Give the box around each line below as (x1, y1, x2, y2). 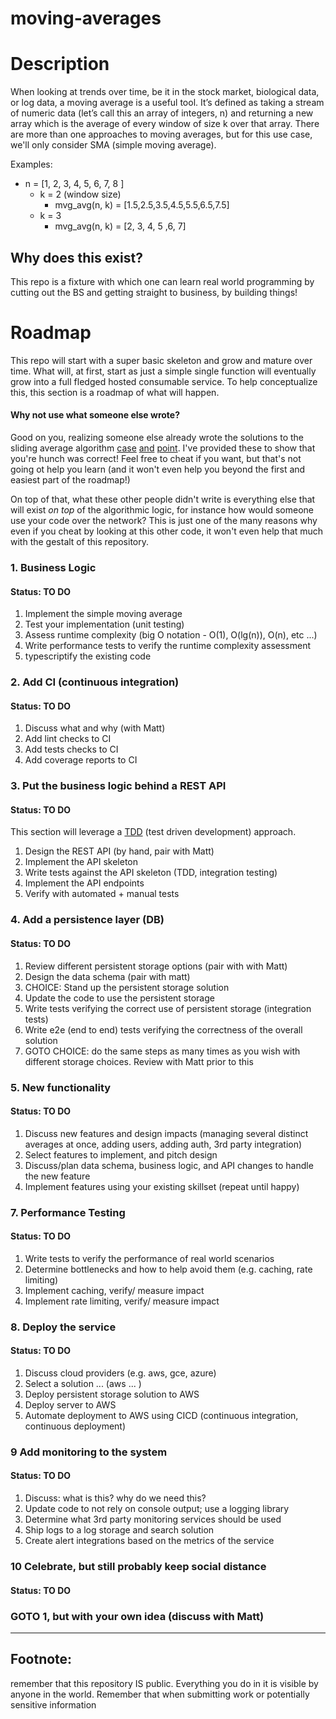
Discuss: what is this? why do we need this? (24, 1492, 207, 1504)
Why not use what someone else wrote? (10, 409, 181, 421)
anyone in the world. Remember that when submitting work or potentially (10, 1688, 310, 1700)
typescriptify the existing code (24, 650, 152, 662)
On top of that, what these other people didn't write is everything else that (10, 493, 316, 506)
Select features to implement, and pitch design (24, 1148, 218, 1161)
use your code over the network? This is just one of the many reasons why (10, 515, 318, 527)
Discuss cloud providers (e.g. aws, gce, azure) (24, 1367, 217, 1379)
